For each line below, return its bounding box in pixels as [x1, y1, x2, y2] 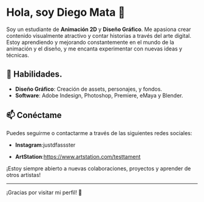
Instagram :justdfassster [15, 141, 76, 148]
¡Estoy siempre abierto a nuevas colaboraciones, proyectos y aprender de [6, 164, 191, 172]
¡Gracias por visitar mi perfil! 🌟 [6, 189, 83, 196]
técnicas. [6, 51, 29, 58]
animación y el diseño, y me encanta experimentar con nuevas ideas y [6, 45, 183, 52]
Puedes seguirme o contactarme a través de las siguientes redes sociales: [6, 129, 192, 136]
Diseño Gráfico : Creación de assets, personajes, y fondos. [15, 85, 163, 92]
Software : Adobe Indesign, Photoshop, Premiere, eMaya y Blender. [15, 91, 183, 99]
